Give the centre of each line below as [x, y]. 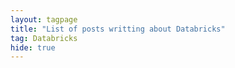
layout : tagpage [44, 19]
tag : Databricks [44, 38]
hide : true [33, 47]
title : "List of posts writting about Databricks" [118, 29]
